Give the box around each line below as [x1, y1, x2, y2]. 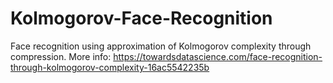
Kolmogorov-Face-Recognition [10, 7, 273, 30]
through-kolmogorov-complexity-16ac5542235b [10, 61, 210, 73]
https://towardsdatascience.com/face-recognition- [113, 50, 323, 62]
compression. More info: [10, 50, 112, 62]
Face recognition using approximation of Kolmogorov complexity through [10, 40, 312, 52]
